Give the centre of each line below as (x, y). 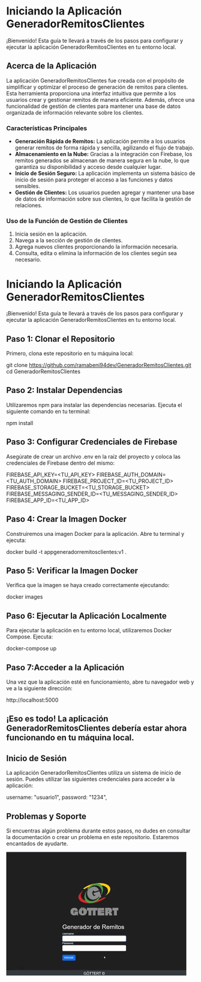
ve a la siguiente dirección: (39, 688)
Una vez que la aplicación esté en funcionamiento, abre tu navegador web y (100, 682)
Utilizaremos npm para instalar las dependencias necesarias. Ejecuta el (94, 404)
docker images (25, 597)
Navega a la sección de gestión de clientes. (69, 241)
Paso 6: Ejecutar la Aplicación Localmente (86, 616)
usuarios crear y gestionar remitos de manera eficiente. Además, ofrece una (100, 99)
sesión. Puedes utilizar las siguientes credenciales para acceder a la (91, 779)
